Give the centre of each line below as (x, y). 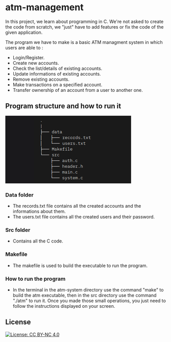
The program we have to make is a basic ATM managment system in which (84, 42)
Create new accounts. (36, 63)
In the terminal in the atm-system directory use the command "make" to (88, 289)
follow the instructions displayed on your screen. (64, 306)
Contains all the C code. (38, 241)
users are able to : (24, 47)
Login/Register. (29, 57)
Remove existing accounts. (41, 79)
